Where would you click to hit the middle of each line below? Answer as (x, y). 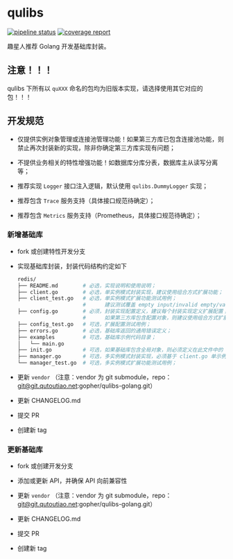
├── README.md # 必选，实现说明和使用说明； (87, 286)
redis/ (27, 279)
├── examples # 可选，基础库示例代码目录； (87, 337)
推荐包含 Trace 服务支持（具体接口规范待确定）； (86, 200)
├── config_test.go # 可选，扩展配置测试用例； (84, 324)
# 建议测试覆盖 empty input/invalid (140, 305)
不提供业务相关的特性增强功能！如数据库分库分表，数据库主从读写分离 (118, 162)
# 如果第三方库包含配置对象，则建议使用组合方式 (150, 318)
